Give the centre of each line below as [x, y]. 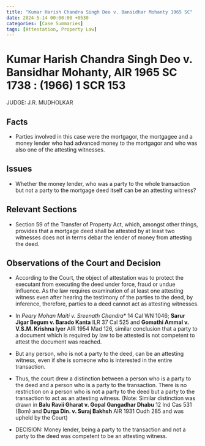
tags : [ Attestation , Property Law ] [52, 29]
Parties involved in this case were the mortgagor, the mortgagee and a [104, 136]
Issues [19, 169]
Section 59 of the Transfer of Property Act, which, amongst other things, [106, 224]
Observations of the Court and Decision [84, 263]
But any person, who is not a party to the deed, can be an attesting [99, 354]
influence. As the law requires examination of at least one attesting [99, 291]
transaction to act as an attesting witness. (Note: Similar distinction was [105, 398]
